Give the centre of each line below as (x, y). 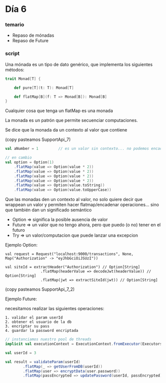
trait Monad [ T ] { (23, 79)
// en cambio (19, 158)
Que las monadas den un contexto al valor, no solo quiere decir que (74, 199)
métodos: (15, 69)
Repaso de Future (30, 41)
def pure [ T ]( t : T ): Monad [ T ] (44, 88)
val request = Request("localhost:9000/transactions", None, (69, 254)
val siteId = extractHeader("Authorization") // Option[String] (73, 267)
